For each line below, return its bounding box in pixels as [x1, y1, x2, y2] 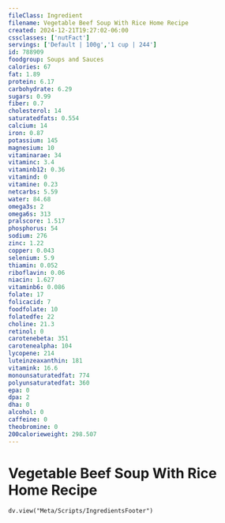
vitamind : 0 [8, 173, 47, 182]
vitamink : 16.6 [8, 364, 58, 372]
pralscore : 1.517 [8, 217, 66, 225]
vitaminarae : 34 [8, 151, 62, 159]
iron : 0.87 [8, 129, 44, 137]
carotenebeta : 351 [8, 335, 69, 343]
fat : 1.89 [8, 70, 41, 78]
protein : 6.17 [8, 77, 55, 85]
